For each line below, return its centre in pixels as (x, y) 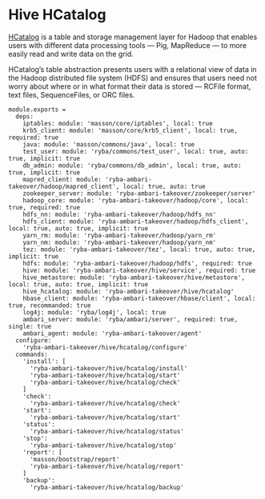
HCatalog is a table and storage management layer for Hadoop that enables (133, 37)
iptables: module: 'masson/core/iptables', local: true (118, 123)
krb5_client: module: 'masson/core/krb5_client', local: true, (130, 130)
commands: (32, 354)
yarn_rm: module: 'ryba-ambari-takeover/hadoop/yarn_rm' (120, 235)
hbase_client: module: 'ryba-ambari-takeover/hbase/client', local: (139, 298)
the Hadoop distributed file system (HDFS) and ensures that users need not (133, 78)
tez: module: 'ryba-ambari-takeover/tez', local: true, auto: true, (139, 249)
